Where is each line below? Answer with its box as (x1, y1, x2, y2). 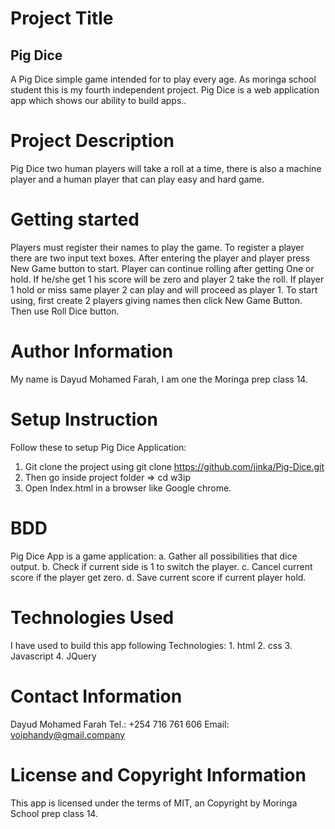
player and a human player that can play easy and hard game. (10, 173, 265, 185)
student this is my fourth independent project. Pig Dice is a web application (10, 84, 320, 96)
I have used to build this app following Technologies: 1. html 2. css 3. (10, 639, 293, 651)
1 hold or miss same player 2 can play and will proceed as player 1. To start (10, 283, 318, 296)
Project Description (10, 130, 175, 152)
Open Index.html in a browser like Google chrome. (24, 482, 232, 494)
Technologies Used (10, 606, 175, 629)
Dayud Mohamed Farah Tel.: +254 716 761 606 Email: (10, 718, 230, 730)
